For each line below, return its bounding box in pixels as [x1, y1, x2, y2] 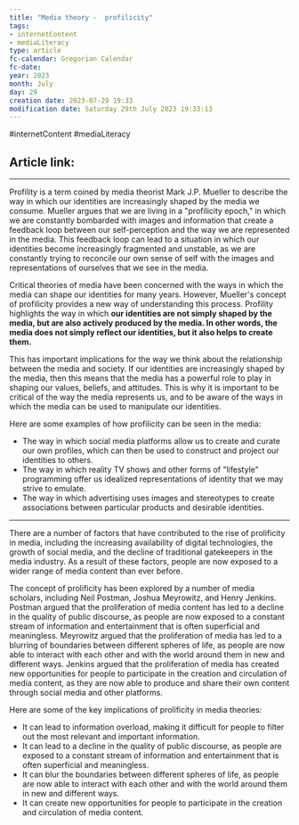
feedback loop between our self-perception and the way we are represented [9, 225, 290, 235]
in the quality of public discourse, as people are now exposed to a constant [9, 612, 285, 623]
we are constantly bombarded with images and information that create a [9, 215, 274, 226]
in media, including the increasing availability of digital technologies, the [9, 537, 273, 549]
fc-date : [9, 63, 42, 72]
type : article [9, 46, 62, 55]
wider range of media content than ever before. [9, 565, 183, 576]
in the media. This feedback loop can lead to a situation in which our [9, 234, 260, 245]
